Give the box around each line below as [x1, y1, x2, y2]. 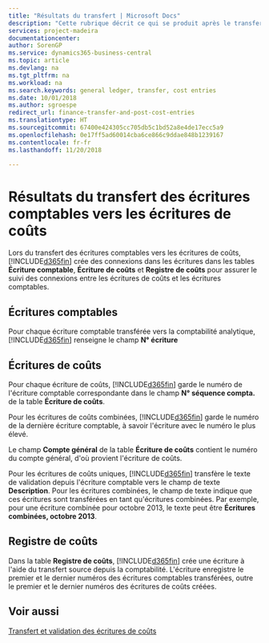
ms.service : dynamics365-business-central [8, 49, 152, 57]
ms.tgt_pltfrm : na [8, 71, 70, 79]
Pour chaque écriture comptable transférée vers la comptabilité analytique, [8, 326, 256, 337]
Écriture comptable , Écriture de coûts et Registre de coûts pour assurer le [8, 265, 258, 275]
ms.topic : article [8, 57, 70, 65]
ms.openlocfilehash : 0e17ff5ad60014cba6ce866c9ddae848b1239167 [8, 131, 224, 139]
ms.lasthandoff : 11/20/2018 [8, 146, 102, 154]
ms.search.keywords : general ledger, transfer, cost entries [8, 86, 217, 95]
